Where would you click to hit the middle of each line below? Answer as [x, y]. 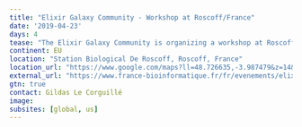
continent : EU [36, 51]
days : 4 [24, 34]
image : [22, 101]
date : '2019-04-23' [46, 26]
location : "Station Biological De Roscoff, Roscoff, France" [126, 59]
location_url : [36, 68]
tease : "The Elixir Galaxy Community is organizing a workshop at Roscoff [152, 42]
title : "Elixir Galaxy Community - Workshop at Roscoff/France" [132, 17]
